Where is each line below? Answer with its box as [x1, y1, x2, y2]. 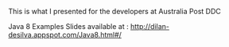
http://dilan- [130, 22, 169, 31]
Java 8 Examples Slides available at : [8, 22, 129, 31]
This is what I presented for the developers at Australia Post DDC [8, 7, 221, 16]
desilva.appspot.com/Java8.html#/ [8, 31, 122, 39]
